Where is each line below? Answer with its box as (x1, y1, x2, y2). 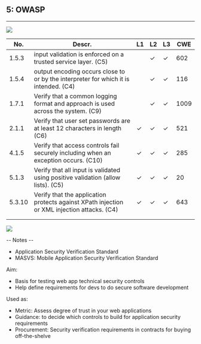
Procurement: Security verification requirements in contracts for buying (14, 325, 191, 333)
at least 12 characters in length (33, 124, 121, 132)
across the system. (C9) (33, 107, 102, 115)
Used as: (6, 295, 28, 302)
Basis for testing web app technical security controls (14, 277, 145, 284)
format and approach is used (33, 99, 115, 107)
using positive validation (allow (33, 173, 121, 182)
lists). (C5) (33, 180, 64, 189)
